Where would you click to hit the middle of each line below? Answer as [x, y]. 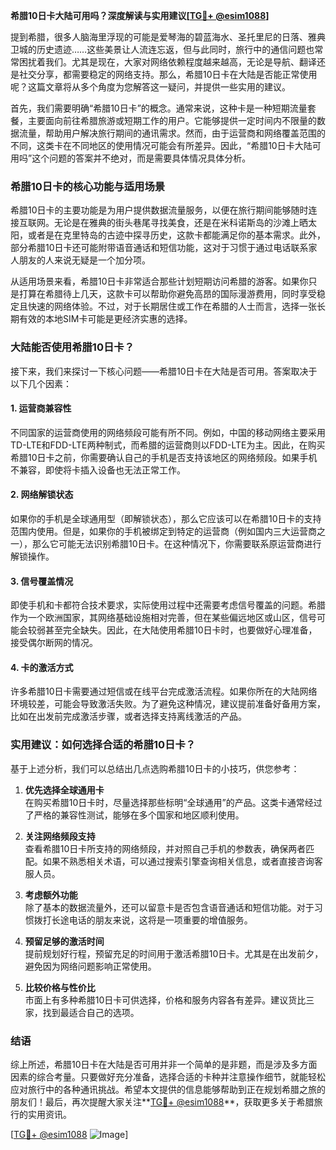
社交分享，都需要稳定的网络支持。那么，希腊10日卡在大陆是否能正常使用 [168, 74]
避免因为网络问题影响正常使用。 [90, 966]
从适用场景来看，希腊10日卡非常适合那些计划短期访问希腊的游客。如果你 [159, 281]
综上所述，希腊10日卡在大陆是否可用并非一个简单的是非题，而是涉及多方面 [164, 1064]
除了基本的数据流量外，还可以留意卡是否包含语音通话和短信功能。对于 [169, 907]
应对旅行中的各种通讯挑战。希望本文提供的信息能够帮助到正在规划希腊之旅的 [168, 1089]
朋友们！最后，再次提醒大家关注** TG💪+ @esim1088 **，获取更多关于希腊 [162, 1102]
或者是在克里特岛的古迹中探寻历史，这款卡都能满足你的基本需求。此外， [176, 235]
